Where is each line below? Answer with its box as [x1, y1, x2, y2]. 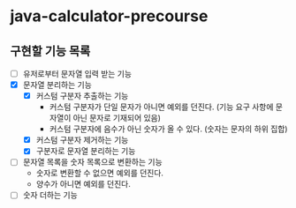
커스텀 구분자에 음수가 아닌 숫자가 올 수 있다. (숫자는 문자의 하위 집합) [49, 123, 288, 134]
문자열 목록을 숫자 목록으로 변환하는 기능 [22, 157, 163, 167]
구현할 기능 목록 [10, 43, 91, 58]
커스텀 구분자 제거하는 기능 [35, 135, 129, 145]
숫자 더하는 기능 [22, 189, 78, 200]
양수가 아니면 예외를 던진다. [35, 179, 131, 189]
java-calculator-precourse [10, 6, 209, 26]
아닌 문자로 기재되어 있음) [72, 113, 162, 123]
